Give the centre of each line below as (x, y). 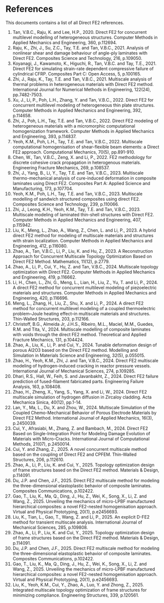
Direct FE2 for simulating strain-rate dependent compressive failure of (83, 68)
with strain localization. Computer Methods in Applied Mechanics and (82, 240)
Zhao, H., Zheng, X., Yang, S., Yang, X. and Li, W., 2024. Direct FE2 (80, 392)
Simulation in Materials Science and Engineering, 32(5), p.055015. (79, 355)
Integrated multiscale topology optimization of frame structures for (80, 590)
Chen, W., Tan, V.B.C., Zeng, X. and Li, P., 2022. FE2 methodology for (82, 157)
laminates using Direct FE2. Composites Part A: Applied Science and (81, 183)
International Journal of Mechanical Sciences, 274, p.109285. (74, 371)
